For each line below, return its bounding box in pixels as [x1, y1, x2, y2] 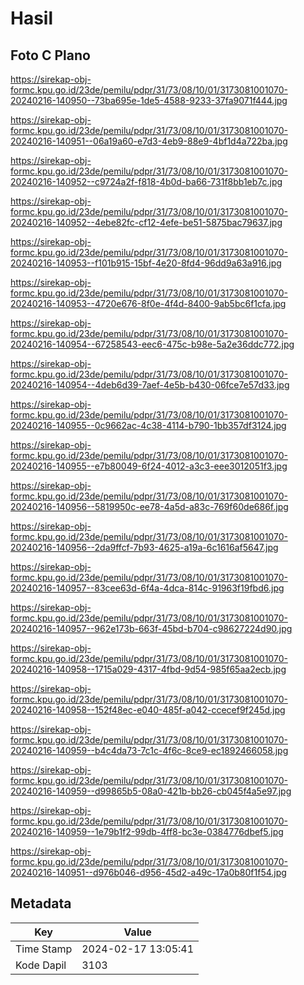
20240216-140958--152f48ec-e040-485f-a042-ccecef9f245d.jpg [10, 704, 286, 716]
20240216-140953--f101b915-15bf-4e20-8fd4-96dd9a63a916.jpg [10, 257, 282, 269]
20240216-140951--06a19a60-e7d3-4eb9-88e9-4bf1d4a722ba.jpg [10, 135, 288, 147]
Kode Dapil [15, 958, 67, 972]
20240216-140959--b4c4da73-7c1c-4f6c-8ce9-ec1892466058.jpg [10, 745, 289, 756]
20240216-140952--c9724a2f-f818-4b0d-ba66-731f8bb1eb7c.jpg [10, 176, 283, 187]
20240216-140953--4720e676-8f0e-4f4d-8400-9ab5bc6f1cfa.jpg [10, 298, 287, 309]
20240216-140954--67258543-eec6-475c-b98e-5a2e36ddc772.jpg [10, 338, 295, 350]
